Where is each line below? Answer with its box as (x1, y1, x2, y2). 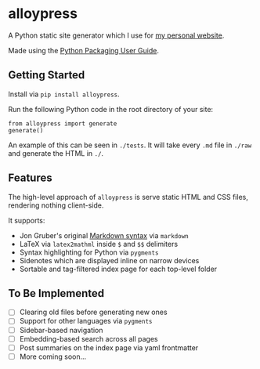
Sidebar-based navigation (19, 325, 103, 335)
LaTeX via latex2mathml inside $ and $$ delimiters (19, 239, 179, 248)
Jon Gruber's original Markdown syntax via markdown (19, 230, 190, 240)
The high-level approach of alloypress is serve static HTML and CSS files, (8, 192, 248, 201)
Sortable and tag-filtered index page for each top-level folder (19, 264, 218, 273)
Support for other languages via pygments (19, 317, 153, 326)
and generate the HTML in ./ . (8, 148, 104, 157)
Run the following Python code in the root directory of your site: (8, 104, 214, 114)
